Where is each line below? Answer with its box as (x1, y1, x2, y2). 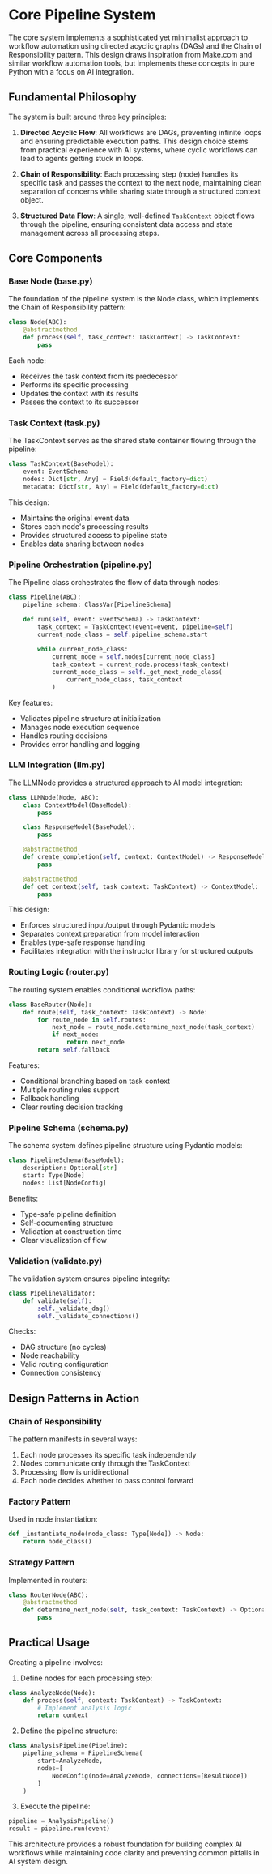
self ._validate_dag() (37, 1304, 111, 1313)
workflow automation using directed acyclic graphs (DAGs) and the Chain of (8, 41, 262, 50)
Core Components (8, 251, 103, 265)
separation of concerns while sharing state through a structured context (19, 186, 261, 196)
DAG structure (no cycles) (19, 1343, 107, 1352)
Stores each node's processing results (19, 521, 149, 531)
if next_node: (51, 1031, 100, 1039)
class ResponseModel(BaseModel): (23, 823, 136, 831)
